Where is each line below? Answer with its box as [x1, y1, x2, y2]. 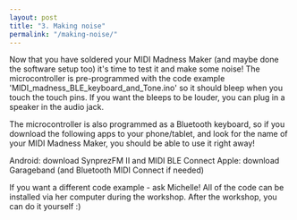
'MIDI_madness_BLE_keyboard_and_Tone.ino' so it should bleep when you [9, 82, 284, 94]
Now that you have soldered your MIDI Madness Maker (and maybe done [9, 55, 279, 65]
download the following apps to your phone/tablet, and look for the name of [9, 129, 288, 140]
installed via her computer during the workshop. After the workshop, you [9, 191, 277, 202]
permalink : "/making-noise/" [9, 30, 118, 38]
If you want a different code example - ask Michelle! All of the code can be [9, 182, 284, 193]
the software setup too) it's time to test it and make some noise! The [9, 63, 261, 74]
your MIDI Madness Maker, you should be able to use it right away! [9, 138, 255, 148]
